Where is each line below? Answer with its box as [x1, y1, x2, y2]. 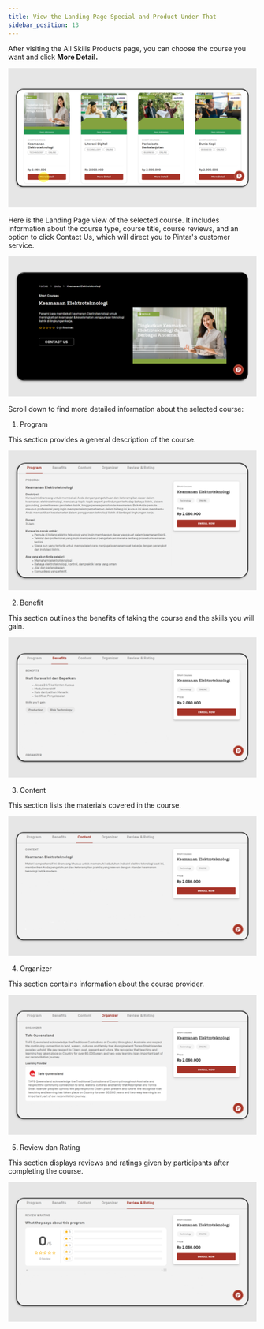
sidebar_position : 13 [8, 21, 80, 29]
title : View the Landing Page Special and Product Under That [8, 13, 217, 21]
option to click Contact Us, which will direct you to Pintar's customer [8, 233, 231, 241]
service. [8, 241, 35, 250]
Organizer [19, 964, 53, 973]
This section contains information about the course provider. [8, 979, 205, 988]
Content [19, 785, 46, 794]
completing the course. [8, 1166, 84, 1175]
